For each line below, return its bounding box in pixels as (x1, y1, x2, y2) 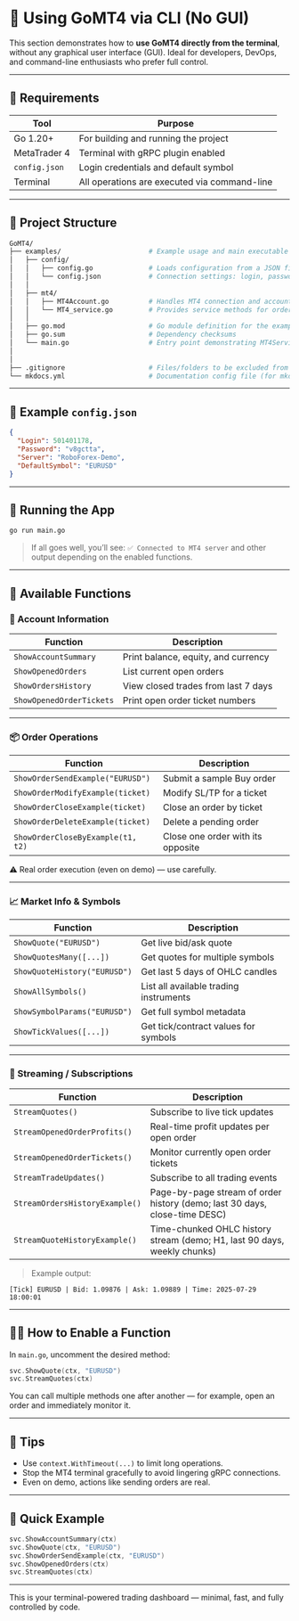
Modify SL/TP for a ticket (163, 787, 267, 799)
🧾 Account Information (9, 612, 109, 625)
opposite (163, 841, 200, 854)
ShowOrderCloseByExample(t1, (13, 832, 137, 843)
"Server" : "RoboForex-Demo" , (17, 453, 125, 462)
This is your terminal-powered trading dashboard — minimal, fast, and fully (9, 1592, 285, 1603)
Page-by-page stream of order (149, 1185, 282, 1198)
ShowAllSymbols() (13, 987, 87, 997)
